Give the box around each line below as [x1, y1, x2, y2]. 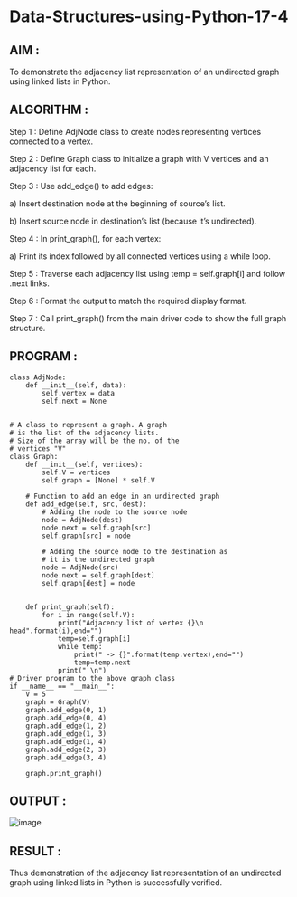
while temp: [57, 642, 103, 651]
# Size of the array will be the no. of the [9, 436, 180, 445]
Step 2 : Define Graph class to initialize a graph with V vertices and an [9, 153, 269, 164]
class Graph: [9, 452, 59, 461]
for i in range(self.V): [42, 610, 135, 619]
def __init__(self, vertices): [25, 460, 144, 469]
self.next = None [42, 396, 107, 406]
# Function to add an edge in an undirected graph [25, 491, 220, 501]
